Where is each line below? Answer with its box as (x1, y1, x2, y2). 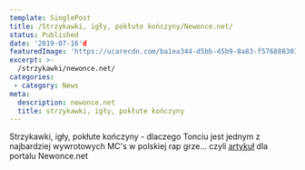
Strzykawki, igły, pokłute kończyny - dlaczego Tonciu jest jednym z (9, 131, 261, 142)
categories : (9, 73, 54, 82)
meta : (9, 89, 30, 98)
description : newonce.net (17, 97, 116, 107)
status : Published (9, 30, 79, 39)
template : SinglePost (9, 13, 92, 23)
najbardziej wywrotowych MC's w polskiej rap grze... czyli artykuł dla (9, 141, 269, 152)
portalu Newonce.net (9, 151, 89, 162)
